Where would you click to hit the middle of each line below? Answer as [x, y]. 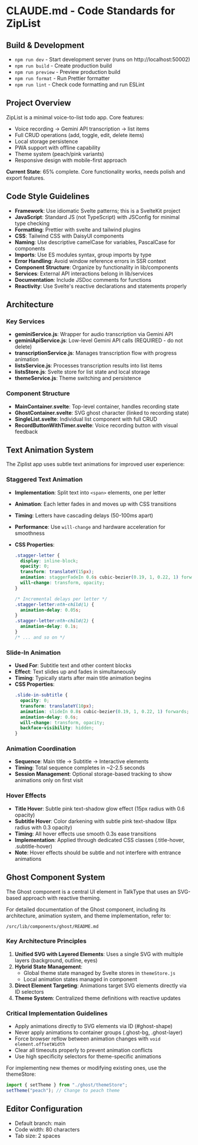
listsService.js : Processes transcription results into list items [88, 366]
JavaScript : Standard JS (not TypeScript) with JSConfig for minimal [97, 217]
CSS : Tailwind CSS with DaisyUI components [69, 236]
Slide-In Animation [33, 652]
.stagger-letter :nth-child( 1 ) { [54, 604]
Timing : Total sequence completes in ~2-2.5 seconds [80, 768]
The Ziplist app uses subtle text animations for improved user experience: [95, 464]
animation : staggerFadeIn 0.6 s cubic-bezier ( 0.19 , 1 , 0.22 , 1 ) [99, 577]
